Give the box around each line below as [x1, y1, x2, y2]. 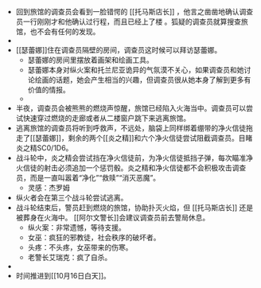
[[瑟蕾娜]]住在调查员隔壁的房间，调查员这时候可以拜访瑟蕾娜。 [15, 45, 222, 54]
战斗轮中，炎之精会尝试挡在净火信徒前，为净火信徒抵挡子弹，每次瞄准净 [15, 154, 253, 162]
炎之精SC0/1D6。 [15, 143, 73, 153]
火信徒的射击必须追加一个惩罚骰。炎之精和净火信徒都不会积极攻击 [15, 163, 232, 173]
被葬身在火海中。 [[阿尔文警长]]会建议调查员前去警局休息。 [15, 213, 210, 222]
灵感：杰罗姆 [27, 183, 70, 193]
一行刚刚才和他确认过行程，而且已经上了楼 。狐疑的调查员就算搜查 [22, 17, 241, 26]
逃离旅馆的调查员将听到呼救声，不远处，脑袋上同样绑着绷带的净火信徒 [15, 123, 247, 133]
